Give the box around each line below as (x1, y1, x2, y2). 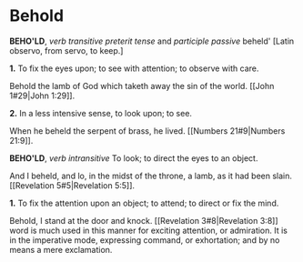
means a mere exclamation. (9, 244, 113, 255)
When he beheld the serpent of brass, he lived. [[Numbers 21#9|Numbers (9, 125, 286, 136)
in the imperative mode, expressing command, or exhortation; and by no (9, 234, 280, 246)
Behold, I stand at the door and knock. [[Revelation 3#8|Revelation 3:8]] (9, 215, 279, 226)
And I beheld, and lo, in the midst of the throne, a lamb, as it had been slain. (9, 170, 293, 181)
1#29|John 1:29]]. (9, 90, 76, 101)
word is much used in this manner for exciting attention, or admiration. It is (9, 225, 288, 236)
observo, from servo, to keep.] (9, 45, 124, 55)
